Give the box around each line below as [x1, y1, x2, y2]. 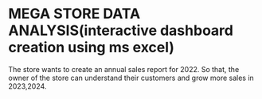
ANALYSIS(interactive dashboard [8, 21, 233, 40]
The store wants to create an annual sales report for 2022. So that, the [8, 64, 240, 74]
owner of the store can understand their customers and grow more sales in [8, 73, 255, 82]
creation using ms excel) [8, 39, 175, 56]
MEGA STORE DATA [8, 5, 141, 23]
